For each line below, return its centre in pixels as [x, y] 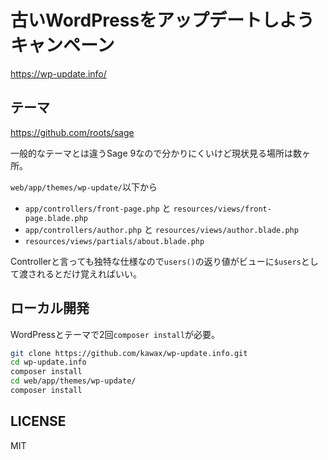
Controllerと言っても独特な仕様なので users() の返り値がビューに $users [156, 261]
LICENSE [38, 421]
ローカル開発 [50, 308]
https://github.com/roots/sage [72, 132]
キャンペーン [62, 45]
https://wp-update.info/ [58, 73]
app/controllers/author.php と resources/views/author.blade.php [161, 229]
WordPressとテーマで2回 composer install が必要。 [115, 334]
